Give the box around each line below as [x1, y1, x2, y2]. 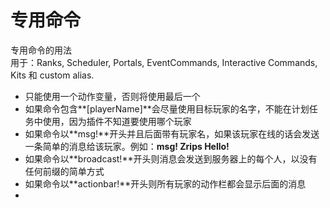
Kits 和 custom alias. [10, 69, 95, 81]
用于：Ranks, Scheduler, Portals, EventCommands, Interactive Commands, [10, 56, 318, 68]
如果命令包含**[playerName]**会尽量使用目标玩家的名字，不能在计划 [24, 102, 310, 115]
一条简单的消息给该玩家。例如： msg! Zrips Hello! [24, 140, 230, 152]
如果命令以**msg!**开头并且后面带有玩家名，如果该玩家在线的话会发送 [24, 127, 320, 140]
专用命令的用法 [10, 44, 72, 56]
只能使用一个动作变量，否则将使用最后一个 [24, 90, 201, 102]
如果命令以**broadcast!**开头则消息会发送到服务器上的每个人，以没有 [24, 152, 318, 165]
